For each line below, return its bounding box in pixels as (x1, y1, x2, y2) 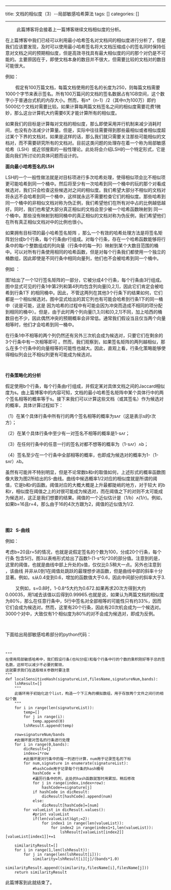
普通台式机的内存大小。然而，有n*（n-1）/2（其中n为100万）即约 (18, 97, 156, 103)
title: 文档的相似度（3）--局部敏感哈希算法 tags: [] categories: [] (5, 11, 139, 17)
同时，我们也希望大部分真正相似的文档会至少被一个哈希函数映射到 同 (14, 206, 158, 212)
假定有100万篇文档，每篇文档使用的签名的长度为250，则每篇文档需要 (15, 85, 160, 90)
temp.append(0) (32, 719, 65, 724)
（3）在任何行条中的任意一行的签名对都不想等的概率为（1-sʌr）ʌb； (5, 441, 149, 447)
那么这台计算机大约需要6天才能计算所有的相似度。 (14, 110, 120, 116)
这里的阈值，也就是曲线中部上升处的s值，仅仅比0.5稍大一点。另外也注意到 (5, 562, 162, 568)
